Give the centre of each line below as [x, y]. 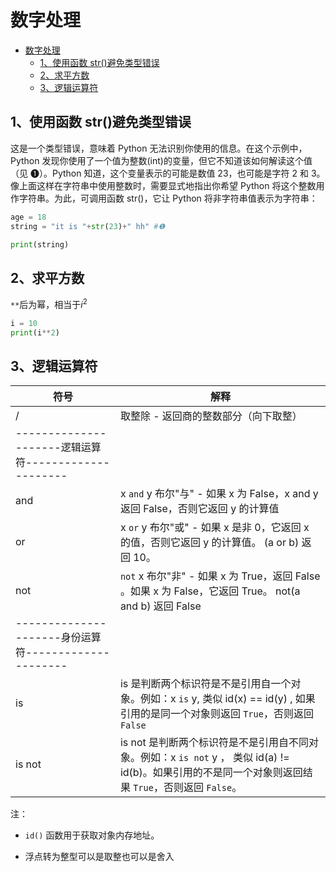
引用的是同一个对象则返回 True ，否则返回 [216, 714]
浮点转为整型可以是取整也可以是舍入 [99, 857]
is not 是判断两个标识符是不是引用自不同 [214, 743]
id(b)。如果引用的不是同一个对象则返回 [211, 773]
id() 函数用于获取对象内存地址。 [92, 835]
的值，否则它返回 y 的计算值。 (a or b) [209, 543]
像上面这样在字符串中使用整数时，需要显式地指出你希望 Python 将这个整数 [163, 185]
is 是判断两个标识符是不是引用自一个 [205, 684]
